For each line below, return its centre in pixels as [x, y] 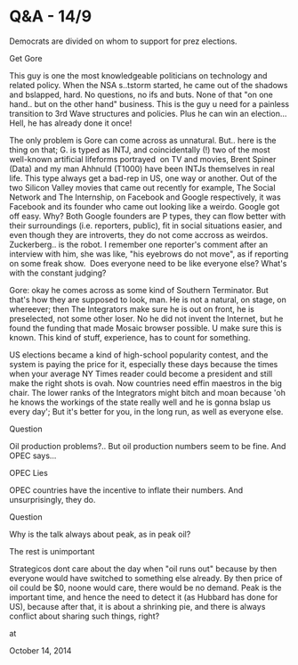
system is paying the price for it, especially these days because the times [144, 364]
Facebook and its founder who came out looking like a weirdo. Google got [145, 206]
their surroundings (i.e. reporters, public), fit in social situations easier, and [146, 226]
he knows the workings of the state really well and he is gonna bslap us [140, 402]
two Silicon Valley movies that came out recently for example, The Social [142, 187]
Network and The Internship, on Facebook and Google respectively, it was [145, 197]
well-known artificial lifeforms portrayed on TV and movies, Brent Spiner [143, 159]
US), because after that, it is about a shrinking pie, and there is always [137, 606]
